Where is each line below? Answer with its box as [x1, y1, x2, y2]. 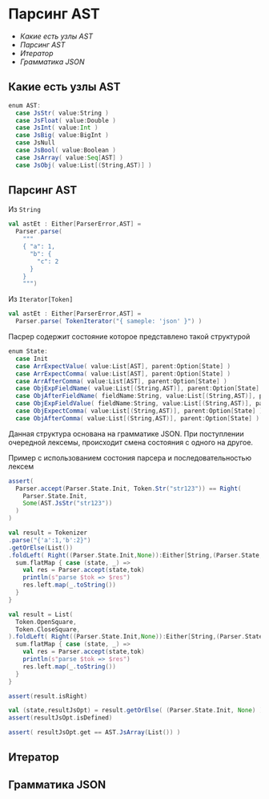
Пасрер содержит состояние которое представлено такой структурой [8, 332, 251, 342]
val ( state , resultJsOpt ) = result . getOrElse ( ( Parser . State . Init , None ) [8, 707, 256, 715]
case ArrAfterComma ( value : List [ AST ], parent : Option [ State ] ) [15, 377, 227, 385]
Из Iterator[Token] [8, 294, 74, 304]
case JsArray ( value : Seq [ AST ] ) [15, 153, 124, 161]
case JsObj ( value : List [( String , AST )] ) [15, 161, 152, 169]
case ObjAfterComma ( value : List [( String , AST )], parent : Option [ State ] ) [15, 414, 260, 422]
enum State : [8, 347, 48, 355]
